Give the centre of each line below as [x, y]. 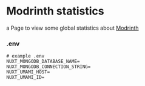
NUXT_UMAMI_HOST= [28, 72]
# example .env [25, 56]
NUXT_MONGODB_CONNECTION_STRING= [49, 67]
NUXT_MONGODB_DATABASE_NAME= [43, 62]
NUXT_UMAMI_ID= [25, 78]
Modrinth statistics [55, 11]
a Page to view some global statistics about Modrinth [72, 28]
